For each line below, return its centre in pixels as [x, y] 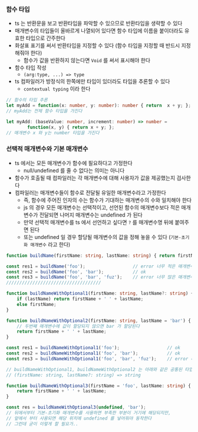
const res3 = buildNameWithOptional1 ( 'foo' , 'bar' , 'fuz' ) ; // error [97, 359]
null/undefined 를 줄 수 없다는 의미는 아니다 [74, 170]
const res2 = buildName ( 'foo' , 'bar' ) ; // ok [76, 272]
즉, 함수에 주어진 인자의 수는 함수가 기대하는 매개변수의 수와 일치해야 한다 [108, 200]
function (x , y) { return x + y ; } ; [71, 127]
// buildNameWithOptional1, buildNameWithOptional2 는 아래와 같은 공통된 [94, 369]
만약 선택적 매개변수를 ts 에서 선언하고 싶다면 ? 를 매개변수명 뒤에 [98, 222]
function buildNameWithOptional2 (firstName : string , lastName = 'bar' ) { [99, 321]
